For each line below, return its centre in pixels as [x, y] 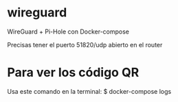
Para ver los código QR [73, 73]
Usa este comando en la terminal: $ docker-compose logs [89, 91]
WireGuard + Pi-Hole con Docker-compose [68, 31]
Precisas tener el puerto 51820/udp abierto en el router [85, 44]
